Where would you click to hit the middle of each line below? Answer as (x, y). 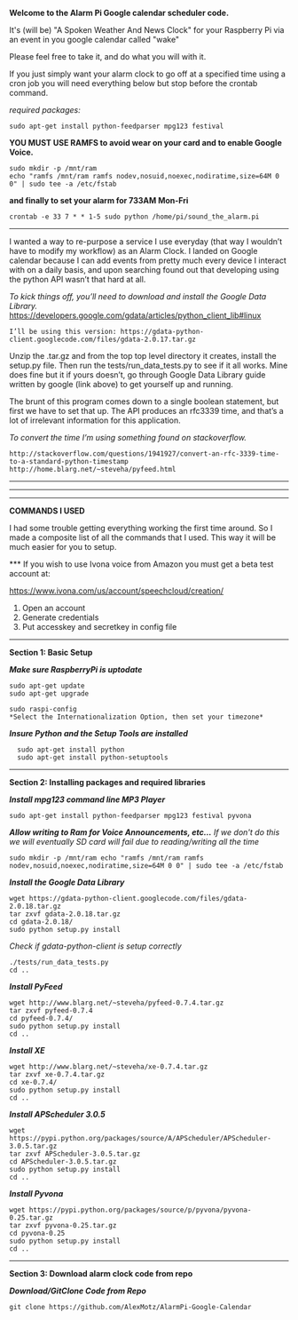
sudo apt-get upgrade (49, 694)
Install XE (27, 1050)
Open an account (54, 608)
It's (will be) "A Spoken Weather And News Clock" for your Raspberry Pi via (147, 30)
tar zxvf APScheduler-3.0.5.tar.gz (75, 1154)
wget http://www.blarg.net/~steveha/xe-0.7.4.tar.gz (109, 1067)
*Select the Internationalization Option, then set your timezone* (137, 717)
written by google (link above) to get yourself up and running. (121, 384)
